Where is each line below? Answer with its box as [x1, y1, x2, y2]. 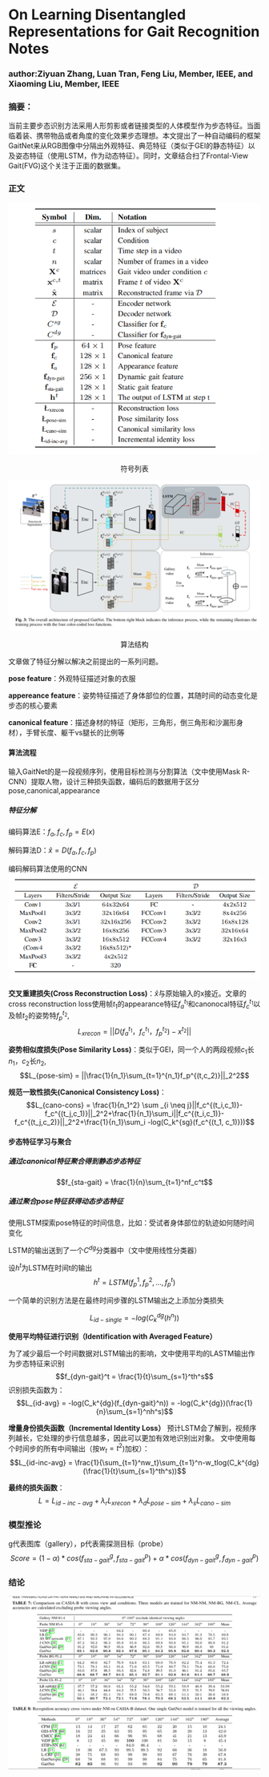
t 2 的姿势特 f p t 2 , [22, 1009, 70, 1022]
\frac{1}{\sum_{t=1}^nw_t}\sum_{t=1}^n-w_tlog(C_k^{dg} [74, 1458, 260, 1468]
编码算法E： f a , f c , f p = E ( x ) [8, 827, 95, 838]
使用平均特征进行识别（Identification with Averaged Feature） [8, 1332, 218, 1341]
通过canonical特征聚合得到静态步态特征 [8, 1156, 141, 1167]
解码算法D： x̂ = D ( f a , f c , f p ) [8, 845, 98, 856]
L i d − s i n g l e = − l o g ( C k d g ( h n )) [89, 1312, 180, 1324]
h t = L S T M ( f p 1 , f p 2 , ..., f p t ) [93, 1275, 176, 1289]
